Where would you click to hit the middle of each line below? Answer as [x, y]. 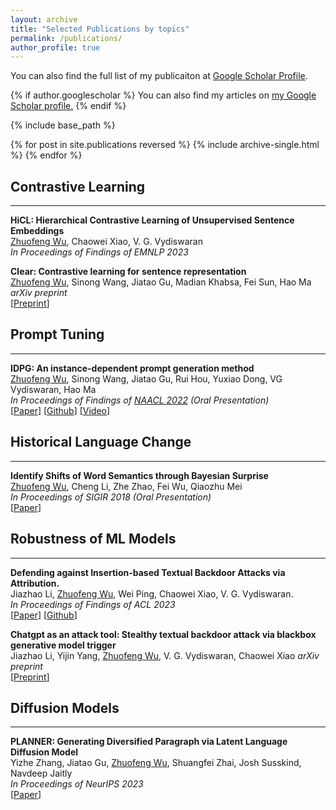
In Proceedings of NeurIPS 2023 [77, 784]
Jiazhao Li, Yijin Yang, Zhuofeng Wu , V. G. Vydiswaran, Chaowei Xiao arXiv [165, 655]
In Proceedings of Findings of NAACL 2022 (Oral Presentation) [140, 400]
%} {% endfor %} [46, 155]
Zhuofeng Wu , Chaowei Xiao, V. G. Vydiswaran [106, 242]
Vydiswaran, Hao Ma [53, 389]
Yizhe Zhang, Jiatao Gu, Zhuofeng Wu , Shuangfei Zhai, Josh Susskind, [156, 763]
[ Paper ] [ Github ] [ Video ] [60, 410]
